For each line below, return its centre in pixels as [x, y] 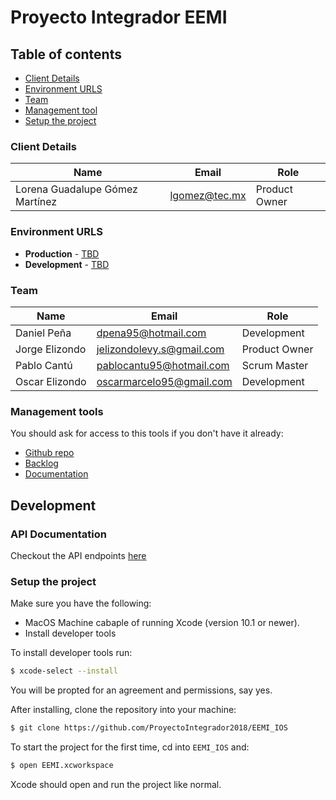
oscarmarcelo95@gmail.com [164, 381]
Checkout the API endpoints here [78, 555]
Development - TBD [67, 264]
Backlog [41, 463]
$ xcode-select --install [64, 671]
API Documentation [59, 534]
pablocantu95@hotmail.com [163, 365]
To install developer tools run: [71, 653]
